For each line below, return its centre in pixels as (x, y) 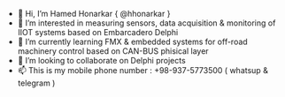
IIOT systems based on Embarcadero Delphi (98, 32)
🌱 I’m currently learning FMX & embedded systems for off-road (132, 41)
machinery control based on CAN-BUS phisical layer (113, 51)
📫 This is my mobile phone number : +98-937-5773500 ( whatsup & (142, 70)
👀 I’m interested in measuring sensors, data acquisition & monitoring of (146, 23)
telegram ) (36, 83)
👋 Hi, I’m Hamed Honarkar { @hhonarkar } (94, 14)
